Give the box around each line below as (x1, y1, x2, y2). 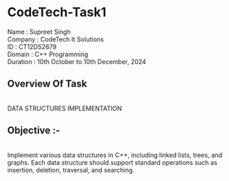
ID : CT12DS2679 (7, 42, 58, 51)
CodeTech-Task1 (7, 4, 107, 20)
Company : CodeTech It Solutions (7, 35, 104, 43)
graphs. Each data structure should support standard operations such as (7, 158, 218, 166)
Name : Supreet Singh (7, 27, 71, 36)
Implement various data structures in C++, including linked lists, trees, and (7, 151, 223, 159)
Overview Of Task (7, 78, 88, 90)
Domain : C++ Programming (7, 50, 89, 58)
